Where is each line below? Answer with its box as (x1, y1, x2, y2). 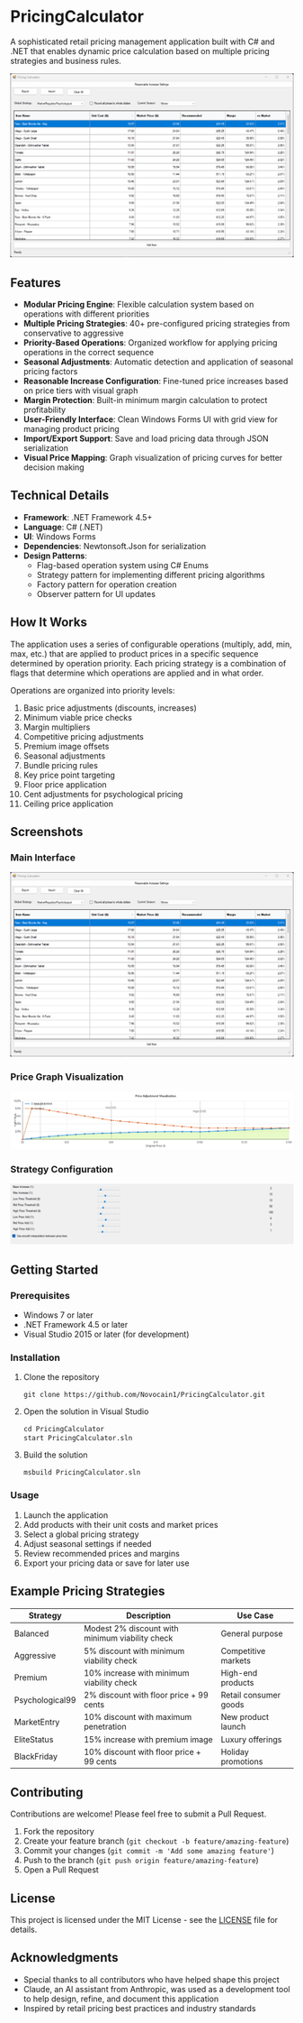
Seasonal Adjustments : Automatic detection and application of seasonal (22, 356, 294, 367)
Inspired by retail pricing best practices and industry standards (22, 2002, 256, 2013)
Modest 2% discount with (83, 1623, 179, 1634)
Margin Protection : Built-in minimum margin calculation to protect (22, 395, 268, 406)
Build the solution (22, 1449, 88, 1460)
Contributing (10, 1784, 84, 1800)
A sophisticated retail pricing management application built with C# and (10, 36, 275, 47)
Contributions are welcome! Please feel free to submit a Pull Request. (10, 1808, 267, 1819)
